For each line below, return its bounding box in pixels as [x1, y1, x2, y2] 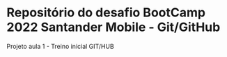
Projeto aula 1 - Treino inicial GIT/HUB [6, 42, 114, 50]
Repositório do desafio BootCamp [6, 5, 206, 21]
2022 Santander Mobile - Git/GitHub [6, 19, 221, 35]
